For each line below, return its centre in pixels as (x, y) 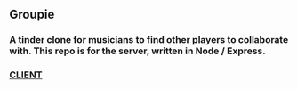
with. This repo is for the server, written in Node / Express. (137, 51)
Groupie (32, 15)
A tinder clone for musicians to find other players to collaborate (149, 40)
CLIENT (26, 75)
